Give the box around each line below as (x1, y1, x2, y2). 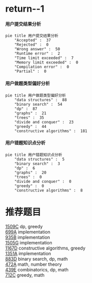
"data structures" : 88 (14, 97, 67, 102)
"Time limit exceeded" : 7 (14, 55, 74, 61)
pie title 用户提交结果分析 (5, 34, 58, 39)
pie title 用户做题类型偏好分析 (5, 92, 66, 98)
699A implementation (5, 229, 51, 235)
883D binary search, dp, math (5, 256, 68, 262)
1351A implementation (5, 250, 51, 257)
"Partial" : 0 (14, 69, 47, 74)
